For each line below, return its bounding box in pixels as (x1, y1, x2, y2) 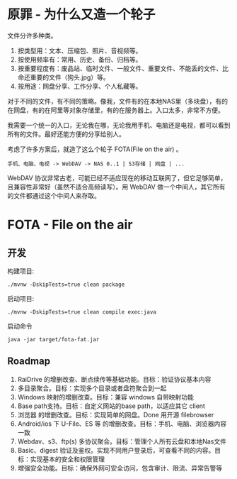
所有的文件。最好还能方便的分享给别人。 (7, 129, 125, 138)
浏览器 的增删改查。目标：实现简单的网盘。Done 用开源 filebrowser (17, 410, 214, 419)
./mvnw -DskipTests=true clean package (7, 281, 125, 288)
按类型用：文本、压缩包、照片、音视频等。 (17, 46, 142, 55)
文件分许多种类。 (7, 31, 57, 40)
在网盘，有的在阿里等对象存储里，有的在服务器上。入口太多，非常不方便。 (7, 106, 224, 114)
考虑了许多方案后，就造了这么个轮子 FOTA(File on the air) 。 (7, 145, 183, 153)
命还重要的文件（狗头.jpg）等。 (17, 72, 110, 82)
